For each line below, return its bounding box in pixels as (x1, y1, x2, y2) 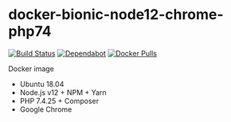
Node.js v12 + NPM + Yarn (19, 87, 107, 97)
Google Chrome (19, 105, 72, 114)
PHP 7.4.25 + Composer (19, 96, 100, 105)
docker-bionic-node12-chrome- (8, 6, 224, 24)
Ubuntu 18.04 (19, 79, 65, 89)
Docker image (8, 63, 54, 73)
